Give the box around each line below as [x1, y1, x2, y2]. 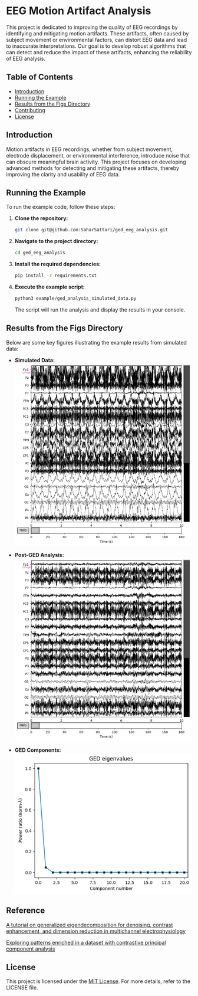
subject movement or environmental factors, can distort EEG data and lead [6, 36, 187, 43]
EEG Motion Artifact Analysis [6, 4, 151, 18]
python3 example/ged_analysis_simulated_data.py [14, 296, 137, 302]
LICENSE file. [6, 984, 38, 991]
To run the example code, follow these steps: [6, 204, 115, 211]
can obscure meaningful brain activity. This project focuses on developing [6, 158, 187, 165]
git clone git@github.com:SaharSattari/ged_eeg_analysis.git [14, 227, 169, 233]
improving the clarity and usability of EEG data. [6, 171, 120, 178]
